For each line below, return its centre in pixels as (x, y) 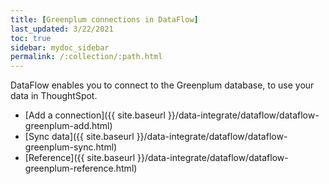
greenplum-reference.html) (81, 168)
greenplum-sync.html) (71, 147)
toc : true (31, 38)
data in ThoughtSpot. (54, 96)
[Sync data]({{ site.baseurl (79, 137)
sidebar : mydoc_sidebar (60, 47)
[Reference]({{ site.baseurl (80, 158)
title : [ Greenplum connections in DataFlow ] (104, 19)
